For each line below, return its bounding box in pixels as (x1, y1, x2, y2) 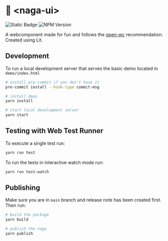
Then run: (5, 202, 26, 209)
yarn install (5, 98, 33, 104)
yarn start (5, 113, 29, 118)
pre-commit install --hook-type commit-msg (5, 84, 100, 90)
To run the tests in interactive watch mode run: (5, 159, 104, 165)
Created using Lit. (5, 37, 43, 43)
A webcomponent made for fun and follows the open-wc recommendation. (5, 31, 163, 37)
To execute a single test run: (5, 140, 65, 146)
